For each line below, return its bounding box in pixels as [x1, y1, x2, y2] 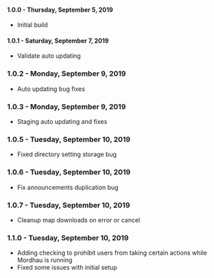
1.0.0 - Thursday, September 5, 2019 [7, 6, 113, 14]
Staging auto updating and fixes [16, 118, 108, 125]
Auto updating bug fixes [16, 85, 86, 93]
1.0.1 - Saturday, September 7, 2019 [7, 36, 109, 45]
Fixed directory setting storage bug [16, 150, 117, 158]
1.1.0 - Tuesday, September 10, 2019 [7, 233, 129, 242]
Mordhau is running [16, 256, 73, 264]
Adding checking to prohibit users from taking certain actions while [16, 248, 207, 257]
